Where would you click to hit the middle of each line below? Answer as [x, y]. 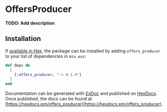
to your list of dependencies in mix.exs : [46, 56]
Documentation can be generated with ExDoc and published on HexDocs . [81, 93]
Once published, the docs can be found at [49, 99]
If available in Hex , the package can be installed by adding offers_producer [83, 50]
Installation [23, 39]
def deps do [18, 65]
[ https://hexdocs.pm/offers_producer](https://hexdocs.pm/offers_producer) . [84, 104]
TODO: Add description [30, 23]
